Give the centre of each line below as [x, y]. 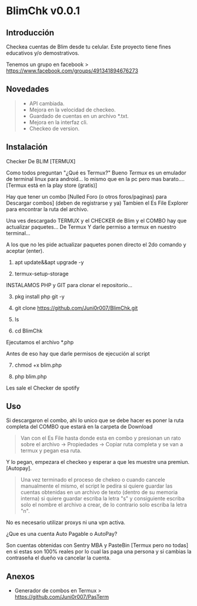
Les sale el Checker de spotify [43, 388]
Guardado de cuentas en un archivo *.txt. [79, 116]
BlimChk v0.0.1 [43, 11]
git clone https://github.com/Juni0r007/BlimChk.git [76, 308]
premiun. [179, 462]
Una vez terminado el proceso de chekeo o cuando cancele [93, 480]
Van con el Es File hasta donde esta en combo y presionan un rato [101, 438]
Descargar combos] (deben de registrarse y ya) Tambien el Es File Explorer [97, 203]
